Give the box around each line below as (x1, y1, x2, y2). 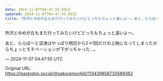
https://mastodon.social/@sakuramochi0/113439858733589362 (5, 71, 133, 77)
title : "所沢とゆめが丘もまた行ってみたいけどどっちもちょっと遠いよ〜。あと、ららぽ (5, 16, 156, 21)
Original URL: (5, 65, 32, 71)
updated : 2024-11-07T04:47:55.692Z (5, 12, 77, 16)
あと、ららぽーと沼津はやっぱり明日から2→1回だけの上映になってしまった (5, 40, 153, 46)
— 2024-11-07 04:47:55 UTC (5, 56, 63, 62)
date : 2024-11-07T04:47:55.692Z (5, 7, 70, 12)
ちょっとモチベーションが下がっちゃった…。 (9, 47, 98, 52)
